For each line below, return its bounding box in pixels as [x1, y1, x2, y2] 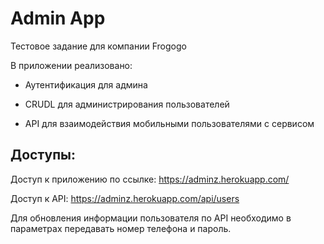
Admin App [10, 7, 106, 30]
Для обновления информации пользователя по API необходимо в [10, 212, 292, 224]
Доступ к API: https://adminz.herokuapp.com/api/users [10, 192, 240, 204]
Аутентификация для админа [24, 78, 148, 91]
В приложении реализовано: [10, 59, 133, 71]
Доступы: [10, 147, 76, 164]
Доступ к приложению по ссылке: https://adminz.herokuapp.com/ [10, 173, 290, 185]
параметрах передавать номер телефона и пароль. [10, 222, 232, 234]
